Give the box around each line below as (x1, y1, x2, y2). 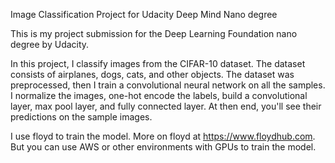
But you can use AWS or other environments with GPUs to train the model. (10, 141, 317, 153)
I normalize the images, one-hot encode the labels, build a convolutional (10, 90, 308, 101)
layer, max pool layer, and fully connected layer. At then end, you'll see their (10, 100, 322, 112)
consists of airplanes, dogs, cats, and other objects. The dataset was (10, 69, 295, 80)
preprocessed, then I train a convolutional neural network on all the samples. (10, 79, 326, 91)
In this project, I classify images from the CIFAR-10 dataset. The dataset (10, 58, 306, 69)
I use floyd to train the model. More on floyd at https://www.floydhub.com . (10, 130, 316, 142)
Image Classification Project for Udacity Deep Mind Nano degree (10, 9, 278, 20)
